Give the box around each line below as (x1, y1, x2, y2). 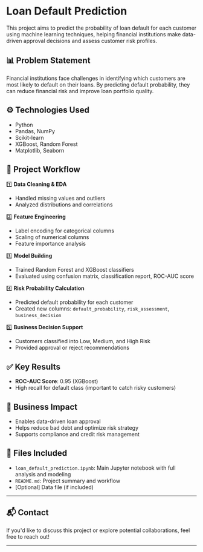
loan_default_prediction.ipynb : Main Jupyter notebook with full (14, 464, 176, 471)
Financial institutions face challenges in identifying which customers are (6, 74, 185, 82)
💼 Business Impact (6, 401, 77, 412)
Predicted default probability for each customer (14, 298, 134, 306)
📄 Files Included (6, 448, 68, 458)
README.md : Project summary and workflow (14, 477, 121, 484)
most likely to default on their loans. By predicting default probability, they (6, 80, 190, 88)
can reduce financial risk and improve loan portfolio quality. (6, 87, 154, 94)
